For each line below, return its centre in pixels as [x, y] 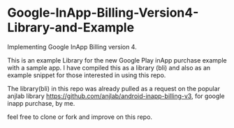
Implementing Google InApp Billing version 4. [72, 47]
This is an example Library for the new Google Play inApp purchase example [117, 60]
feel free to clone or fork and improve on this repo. [80, 117]
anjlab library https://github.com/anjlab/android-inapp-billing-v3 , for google [116, 96]
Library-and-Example [71, 27]
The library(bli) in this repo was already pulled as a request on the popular [114, 88]
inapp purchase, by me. [41, 103]
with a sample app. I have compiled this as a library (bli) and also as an [109, 67]
